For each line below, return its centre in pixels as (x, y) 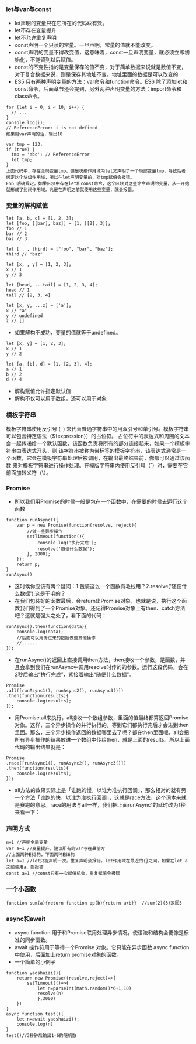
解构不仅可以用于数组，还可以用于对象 (60, 398)
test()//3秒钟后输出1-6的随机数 (41, 1036)
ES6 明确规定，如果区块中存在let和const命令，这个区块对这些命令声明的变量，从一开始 (98, 184)
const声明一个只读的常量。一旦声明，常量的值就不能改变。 (85, 45)
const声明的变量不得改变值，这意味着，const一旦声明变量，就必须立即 (99, 52)
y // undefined (24, 315)
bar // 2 (17, 233)
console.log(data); (40, 632)
